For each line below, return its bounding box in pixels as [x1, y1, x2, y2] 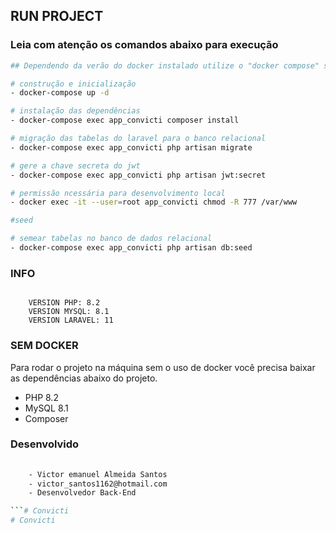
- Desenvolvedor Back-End [28, 488, 137, 498]
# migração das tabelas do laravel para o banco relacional [10, 134, 267, 144]
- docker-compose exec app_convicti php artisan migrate [10, 142, 253, 153]
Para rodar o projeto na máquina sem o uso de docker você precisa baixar [10, 361, 316, 373]
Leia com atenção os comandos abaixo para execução [10, 38, 279, 52]
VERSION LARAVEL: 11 [28, 315, 114, 326]
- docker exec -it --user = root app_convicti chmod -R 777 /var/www [10, 197, 298, 208]
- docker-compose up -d [10, 88, 110, 98]
